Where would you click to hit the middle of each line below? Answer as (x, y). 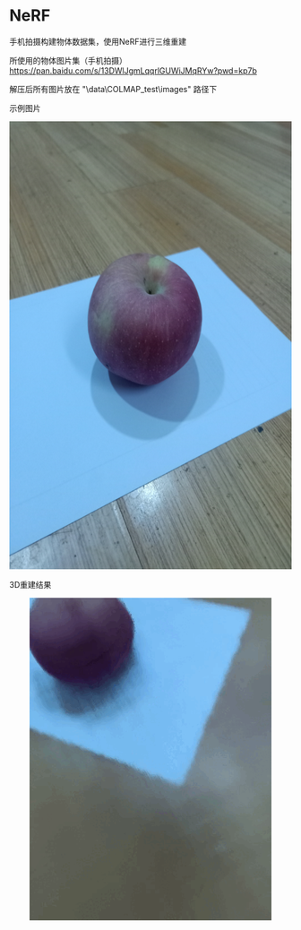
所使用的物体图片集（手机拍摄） (68, 60)
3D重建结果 (30, 584)
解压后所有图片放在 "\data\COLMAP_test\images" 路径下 (113, 89)
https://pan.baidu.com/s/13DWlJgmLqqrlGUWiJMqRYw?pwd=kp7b (133, 70)
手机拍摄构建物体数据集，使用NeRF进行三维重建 (98, 41)
